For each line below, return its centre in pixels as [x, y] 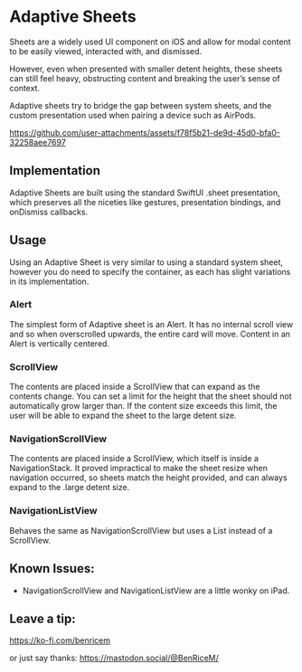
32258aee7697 [38, 142]
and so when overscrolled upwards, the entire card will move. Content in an [150, 334]
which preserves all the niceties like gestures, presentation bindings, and [145, 202]
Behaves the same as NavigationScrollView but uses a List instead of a [141, 530]
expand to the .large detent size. [70, 487]
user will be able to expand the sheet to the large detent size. [123, 416]
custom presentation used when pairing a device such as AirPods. [132, 115]
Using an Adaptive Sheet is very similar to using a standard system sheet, [146, 262]
